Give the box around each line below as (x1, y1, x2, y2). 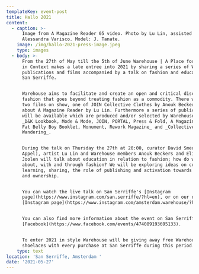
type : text (17, 248, 44, 254)
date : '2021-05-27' (6, 259, 54, 265)
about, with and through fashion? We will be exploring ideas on (21, 161, 187, 168)
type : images (17, 47, 49, 53)
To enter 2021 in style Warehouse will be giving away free (21, 237, 174, 243)
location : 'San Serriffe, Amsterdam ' (6, 253, 102, 260)
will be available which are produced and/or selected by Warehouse (21, 113, 195, 119)
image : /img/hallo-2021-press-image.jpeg (17, 42, 120, 48)
